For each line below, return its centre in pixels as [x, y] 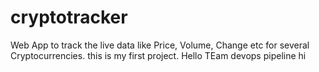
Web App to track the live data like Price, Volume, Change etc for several [160, 45]
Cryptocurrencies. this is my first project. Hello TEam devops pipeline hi [158, 55]
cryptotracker [69, 17]
